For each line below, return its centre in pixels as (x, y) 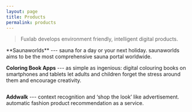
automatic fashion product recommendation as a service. (75, 103)
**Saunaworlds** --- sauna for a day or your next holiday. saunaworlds (93, 50)
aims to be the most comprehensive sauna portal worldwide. (79, 57)
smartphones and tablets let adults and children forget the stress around (93, 74)
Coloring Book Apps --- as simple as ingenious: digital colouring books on (96, 68)
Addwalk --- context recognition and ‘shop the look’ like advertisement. (93, 97)
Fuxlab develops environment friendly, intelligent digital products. (99, 39)
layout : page (22, 11)
